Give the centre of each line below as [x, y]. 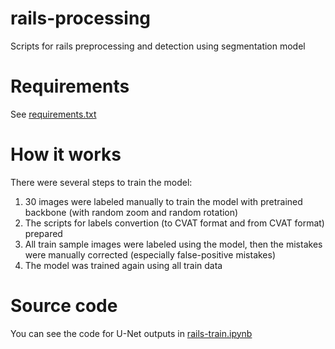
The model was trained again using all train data [123, 265]
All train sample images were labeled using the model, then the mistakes [173, 244]
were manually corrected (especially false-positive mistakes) [150, 254]
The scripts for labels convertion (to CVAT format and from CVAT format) [174, 223]
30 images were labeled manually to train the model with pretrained [163, 201]
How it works [66, 154]
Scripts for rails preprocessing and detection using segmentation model [158, 46]
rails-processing [80, 18]
